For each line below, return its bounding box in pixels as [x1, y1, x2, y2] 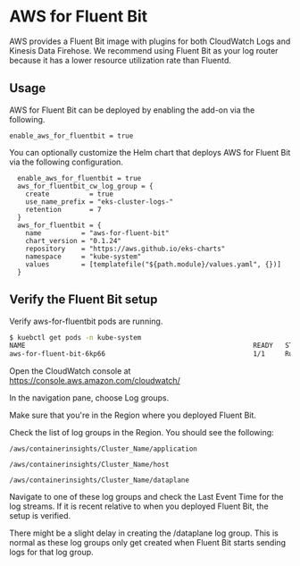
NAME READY [9, 342, 274, 351]
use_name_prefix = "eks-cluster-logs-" [25, 197, 174, 207]
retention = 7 [25, 205, 102, 214]
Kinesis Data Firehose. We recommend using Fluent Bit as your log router [9, 45, 279, 55]
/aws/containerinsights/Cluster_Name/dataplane [9, 476, 190, 485]
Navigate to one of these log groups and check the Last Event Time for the [9, 492, 284, 503]
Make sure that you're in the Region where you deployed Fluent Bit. [9, 410, 257, 421]
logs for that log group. [9, 547, 94, 558]
